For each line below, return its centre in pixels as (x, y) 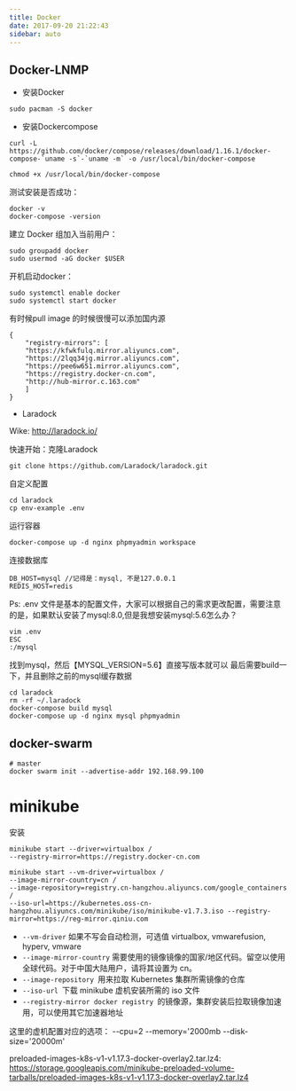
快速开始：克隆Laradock (54, 450)
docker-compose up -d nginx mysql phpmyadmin (94, 716)
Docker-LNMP (49, 70)
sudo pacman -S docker (51, 109)
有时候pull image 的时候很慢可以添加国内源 (87, 318)
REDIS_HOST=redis (41, 586)
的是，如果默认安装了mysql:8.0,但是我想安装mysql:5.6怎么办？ (123, 615)
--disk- (236, 1031)
